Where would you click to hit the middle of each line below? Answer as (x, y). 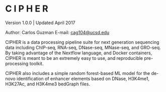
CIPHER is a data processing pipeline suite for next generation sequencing (82, 42)
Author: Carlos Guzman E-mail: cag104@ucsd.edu (57, 32)
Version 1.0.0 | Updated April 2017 (40, 23)
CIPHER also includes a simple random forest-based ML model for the (78, 73)
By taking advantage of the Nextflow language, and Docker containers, (79, 53)
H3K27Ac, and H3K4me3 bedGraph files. (48, 84)
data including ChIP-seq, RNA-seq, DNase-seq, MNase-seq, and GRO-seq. (83, 47)
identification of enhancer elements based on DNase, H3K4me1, (83, 78)
